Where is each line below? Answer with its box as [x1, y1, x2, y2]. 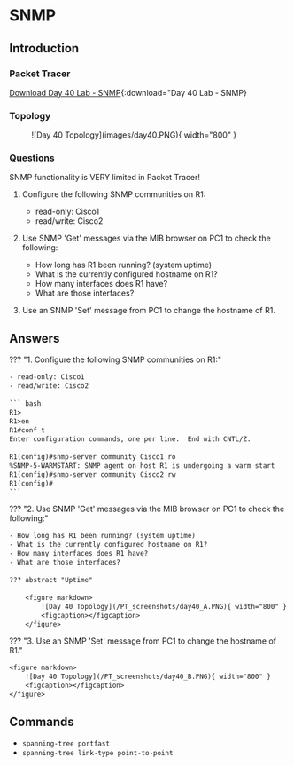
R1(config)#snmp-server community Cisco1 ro [9, 453, 176, 462]
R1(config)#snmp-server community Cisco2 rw [9, 470, 176, 479]
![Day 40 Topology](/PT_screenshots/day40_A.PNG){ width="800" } [41, 603, 288, 612]
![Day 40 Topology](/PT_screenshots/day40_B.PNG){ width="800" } [25, 672, 272, 682]
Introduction [9, 41, 80, 56]
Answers [9, 330, 60, 346]
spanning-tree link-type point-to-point [21, 749, 174, 758]
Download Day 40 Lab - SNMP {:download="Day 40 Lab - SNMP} [9, 87, 248, 98]
